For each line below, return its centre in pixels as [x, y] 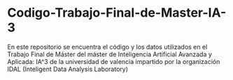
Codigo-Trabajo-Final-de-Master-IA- [117, 13]
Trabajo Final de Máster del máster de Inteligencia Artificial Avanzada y [110, 54]
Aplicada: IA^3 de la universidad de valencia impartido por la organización [114, 61]
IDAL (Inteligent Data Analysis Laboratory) [68, 69]
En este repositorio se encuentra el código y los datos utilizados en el [107, 47]
